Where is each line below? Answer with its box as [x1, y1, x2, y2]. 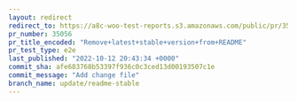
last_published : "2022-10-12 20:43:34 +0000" [8, 54, 179, 63]
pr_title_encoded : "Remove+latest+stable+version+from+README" [8, 37, 247, 47]
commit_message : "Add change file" [8, 71, 140, 80]
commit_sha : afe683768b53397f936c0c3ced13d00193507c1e [8, 63, 215, 72]
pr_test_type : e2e [8, 46, 76, 55]
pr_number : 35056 [8, 29, 73, 38]
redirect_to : [8, 21, 57, 30]
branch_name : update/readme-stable [8, 79, 140, 88]
